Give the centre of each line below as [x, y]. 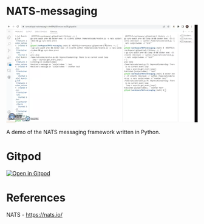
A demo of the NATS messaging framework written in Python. [83, 132]
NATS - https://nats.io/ [34, 214]
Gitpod [24, 157]
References [36, 198]
